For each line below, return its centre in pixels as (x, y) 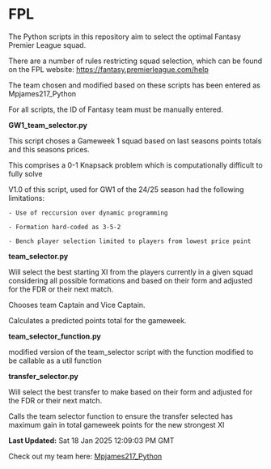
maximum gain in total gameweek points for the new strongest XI (116, 424)
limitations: (27, 198)
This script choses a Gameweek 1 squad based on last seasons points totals (135, 141)
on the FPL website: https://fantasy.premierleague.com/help (108, 69)
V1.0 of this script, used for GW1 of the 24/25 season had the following (126, 189)
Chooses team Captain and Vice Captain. (77, 305)
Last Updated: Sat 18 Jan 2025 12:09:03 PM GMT (91, 440)
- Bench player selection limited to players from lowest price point (130, 241)
